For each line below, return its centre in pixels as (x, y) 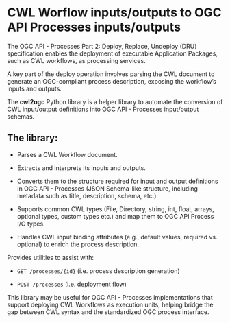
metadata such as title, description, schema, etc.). (88, 195)
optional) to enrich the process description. (78, 244)
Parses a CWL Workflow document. (67, 154)
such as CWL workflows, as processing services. (76, 60)
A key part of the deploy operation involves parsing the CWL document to (111, 74)
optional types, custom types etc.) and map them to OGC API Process (115, 216)
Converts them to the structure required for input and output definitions (117, 181)
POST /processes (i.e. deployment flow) (72, 284)
